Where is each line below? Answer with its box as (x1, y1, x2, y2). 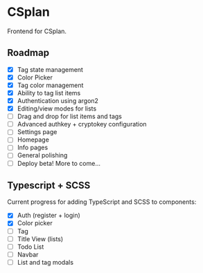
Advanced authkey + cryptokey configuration (17, 120, 147, 129)
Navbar (17, 250, 39, 258)
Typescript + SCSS (7, 179, 91, 191)
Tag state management (17, 65, 83, 73)
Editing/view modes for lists (17, 104, 97, 113)
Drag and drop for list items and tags (17, 112, 123, 121)
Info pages (17, 143, 48, 152)
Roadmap (7, 47, 50, 59)
